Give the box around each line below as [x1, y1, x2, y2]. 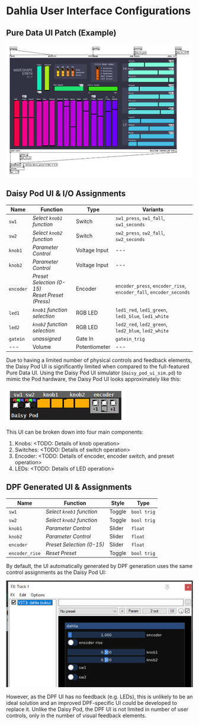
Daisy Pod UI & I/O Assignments [6, 188, 126, 199]
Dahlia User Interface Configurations [6, 4, 191, 18]
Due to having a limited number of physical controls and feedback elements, [6, 357, 192, 364]
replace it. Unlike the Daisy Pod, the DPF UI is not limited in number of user [6, 706, 189, 713]
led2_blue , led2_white [115, 327, 169, 334]
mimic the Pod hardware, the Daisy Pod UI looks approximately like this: [6, 375, 181, 383]
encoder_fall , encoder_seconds [115, 288, 191, 296]
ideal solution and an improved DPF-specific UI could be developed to [6, 700, 178, 707]
